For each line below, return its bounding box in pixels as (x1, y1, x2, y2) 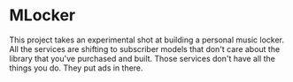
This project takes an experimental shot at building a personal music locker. (9, 34, 285, 45)
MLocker (9, 5, 76, 26)
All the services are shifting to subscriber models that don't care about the (9, 43, 281, 54)
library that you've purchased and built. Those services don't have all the (9, 53, 276, 63)
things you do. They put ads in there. (9, 63, 143, 73)
